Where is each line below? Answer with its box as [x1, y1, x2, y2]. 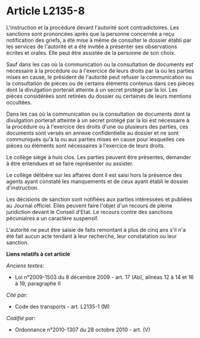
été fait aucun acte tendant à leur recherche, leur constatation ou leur [6, 232, 177, 240]
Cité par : [6, 291, 28, 299]
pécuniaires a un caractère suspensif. [6, 215, 99, 222]
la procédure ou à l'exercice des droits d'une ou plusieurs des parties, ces [6, 123, 189, 130]
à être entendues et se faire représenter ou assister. [6, 160, 134, 167]
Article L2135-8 [6, 4, 85, 18]
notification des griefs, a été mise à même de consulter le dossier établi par [6, 36, 192, 44]
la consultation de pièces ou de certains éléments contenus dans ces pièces [6, 79, 195, 87]
